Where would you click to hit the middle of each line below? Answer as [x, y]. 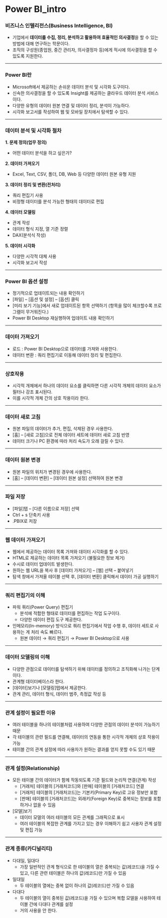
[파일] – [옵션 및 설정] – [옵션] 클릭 [46, 300]
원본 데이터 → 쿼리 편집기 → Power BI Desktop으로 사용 [75, 638]
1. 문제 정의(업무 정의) [26, 143]
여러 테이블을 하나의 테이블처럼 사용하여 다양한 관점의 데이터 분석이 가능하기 [86, 725]
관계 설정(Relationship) [33, 768]
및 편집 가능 [31, 830]
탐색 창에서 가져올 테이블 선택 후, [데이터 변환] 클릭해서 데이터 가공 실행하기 [85, 577]
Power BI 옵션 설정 [27, 281]
